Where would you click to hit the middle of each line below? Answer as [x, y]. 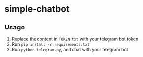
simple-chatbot [37, 9]
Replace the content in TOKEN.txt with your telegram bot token [75, 39]
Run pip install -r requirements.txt [51, 44]
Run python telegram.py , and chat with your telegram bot [70, 49]
